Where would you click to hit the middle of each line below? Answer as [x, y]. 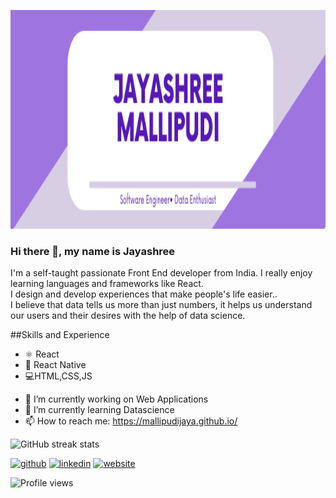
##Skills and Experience [60, 335]
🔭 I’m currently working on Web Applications [116, 399]
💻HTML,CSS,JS [58, 376]
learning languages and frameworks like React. [107, 284]
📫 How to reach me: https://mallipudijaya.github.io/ [131, 421]
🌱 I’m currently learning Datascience [99, 410]
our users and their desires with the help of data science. [128, 316]
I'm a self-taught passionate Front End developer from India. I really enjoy [161, 273]
